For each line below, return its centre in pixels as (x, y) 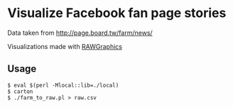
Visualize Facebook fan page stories (117, 13)
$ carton (20, 91)
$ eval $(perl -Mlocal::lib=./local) (63, 85)
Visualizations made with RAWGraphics (65, 46)
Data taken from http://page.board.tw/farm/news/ (80, 33)
